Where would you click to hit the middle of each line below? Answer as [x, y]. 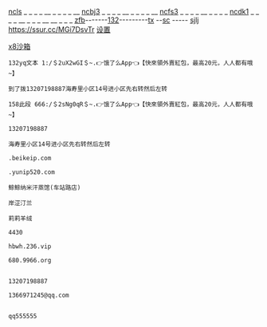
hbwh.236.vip [30, 246]
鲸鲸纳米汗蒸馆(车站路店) [45, 187]
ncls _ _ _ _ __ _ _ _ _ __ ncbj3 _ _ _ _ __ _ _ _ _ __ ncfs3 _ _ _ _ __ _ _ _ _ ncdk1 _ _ [134, 12]
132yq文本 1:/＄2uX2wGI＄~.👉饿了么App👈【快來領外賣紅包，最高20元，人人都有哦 [131, 63]
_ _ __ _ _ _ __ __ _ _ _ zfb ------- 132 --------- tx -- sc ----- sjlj [104, 20]
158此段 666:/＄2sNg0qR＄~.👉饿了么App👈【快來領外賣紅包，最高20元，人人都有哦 [131, 104]
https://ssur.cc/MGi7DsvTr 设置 [59, 30]
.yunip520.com [32, 172]
